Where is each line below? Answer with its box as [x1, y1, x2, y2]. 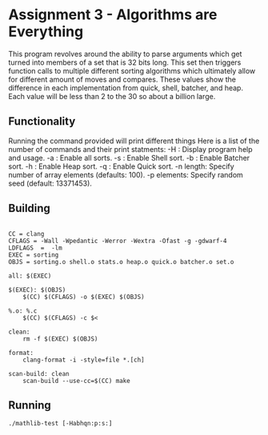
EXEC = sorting [8, 250, 59, 259]
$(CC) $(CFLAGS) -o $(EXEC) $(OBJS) [22, 293, 146, 301]
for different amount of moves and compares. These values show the [8, 74, 236, 84]
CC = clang [8, 229, 45, 237]
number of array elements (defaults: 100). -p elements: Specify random [8, 170, 244, 179]
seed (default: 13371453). [8, 178, 92, 188]
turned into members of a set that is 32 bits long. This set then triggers [8, 58, 242, 67]
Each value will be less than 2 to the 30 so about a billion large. [8, 91, 216, 101]
